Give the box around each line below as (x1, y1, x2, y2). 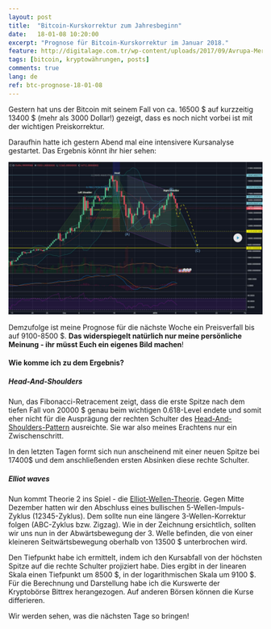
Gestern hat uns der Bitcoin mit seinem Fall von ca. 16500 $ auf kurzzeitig (8, 104, 254, 114)
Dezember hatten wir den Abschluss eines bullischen (8, 503, 186, 513)
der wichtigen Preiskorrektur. (8, 121, 105, 131)
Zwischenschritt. (8, 431, 65, 441)
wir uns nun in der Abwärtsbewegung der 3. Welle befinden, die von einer (8, 529, 253, 539)
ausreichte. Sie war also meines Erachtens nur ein (71, 422, 237, 432)
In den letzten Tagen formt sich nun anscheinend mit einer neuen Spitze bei (8, 447, 260, 456)
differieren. (8, 596, 45, 606)
